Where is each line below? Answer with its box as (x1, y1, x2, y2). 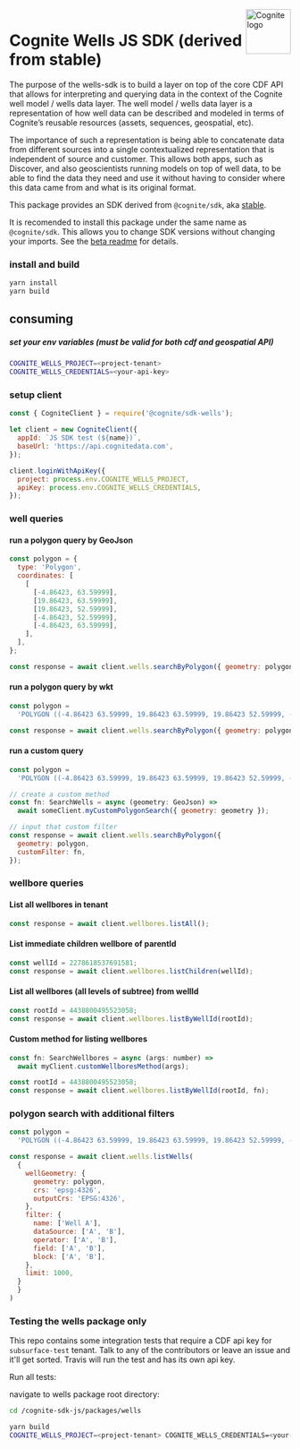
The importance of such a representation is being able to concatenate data (9, 134, 285, 145)
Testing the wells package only (9, 1315, 147, 1327)
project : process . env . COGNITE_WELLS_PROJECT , (17, 475, 190, 484)
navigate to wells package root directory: (9, 1389, 160, 1400)
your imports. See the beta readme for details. (9, 236, 179, 246)
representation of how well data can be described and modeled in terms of (9, 107, 285, 118)
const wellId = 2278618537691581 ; (9, 958, 138, 967)
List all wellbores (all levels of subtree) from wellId (9, 986, 199, 997)
